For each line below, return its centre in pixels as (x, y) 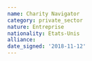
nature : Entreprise (36, 27)
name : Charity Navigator (44, 14)
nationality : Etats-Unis (44, 33)
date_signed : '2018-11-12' (47, 46)
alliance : (22, 40)
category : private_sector (45, 20)
